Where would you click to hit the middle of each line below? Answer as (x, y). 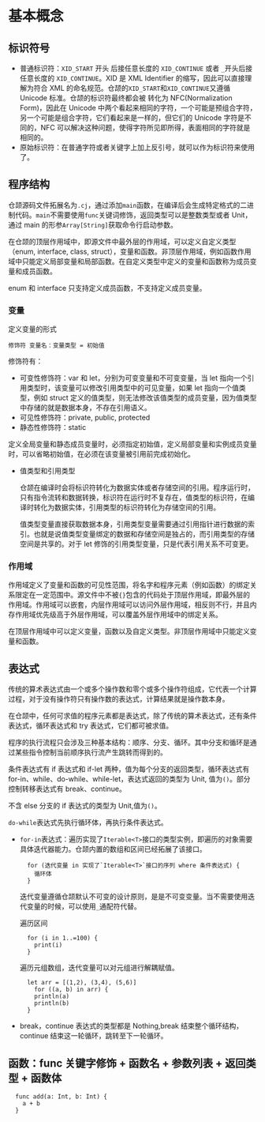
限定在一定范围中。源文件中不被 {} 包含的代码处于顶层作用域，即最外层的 (132, 595)
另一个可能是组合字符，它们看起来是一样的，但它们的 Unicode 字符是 (132, 118)
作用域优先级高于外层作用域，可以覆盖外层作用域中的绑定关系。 (118, 615)
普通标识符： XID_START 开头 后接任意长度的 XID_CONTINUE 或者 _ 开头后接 (136, 68)
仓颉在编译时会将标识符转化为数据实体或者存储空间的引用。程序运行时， (137, 488)
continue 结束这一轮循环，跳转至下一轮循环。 (93, 1036)
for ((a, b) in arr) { (71, 990)
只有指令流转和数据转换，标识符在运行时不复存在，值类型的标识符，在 (134, 498)
